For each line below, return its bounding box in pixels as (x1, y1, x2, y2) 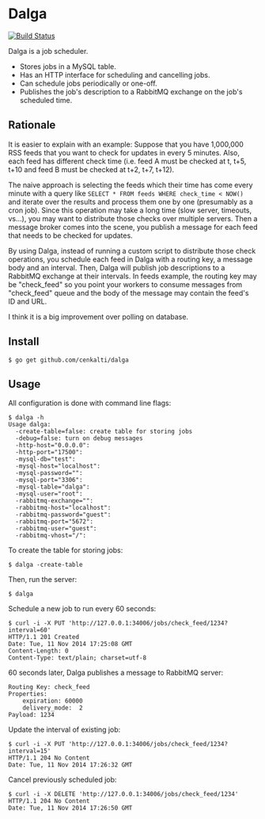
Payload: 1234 (8, 711, 55, 719)
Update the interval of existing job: (8, 725, 121, 734)
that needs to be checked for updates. (8, 231, 133, 240)
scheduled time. (19, 95, 73, 105)
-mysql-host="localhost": (15, 462, 101, 470)
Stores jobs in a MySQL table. (19, 61, 117, 71)
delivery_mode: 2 (22, 704, 83, 712)
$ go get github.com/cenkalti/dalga (8, 356, 129, 364)
